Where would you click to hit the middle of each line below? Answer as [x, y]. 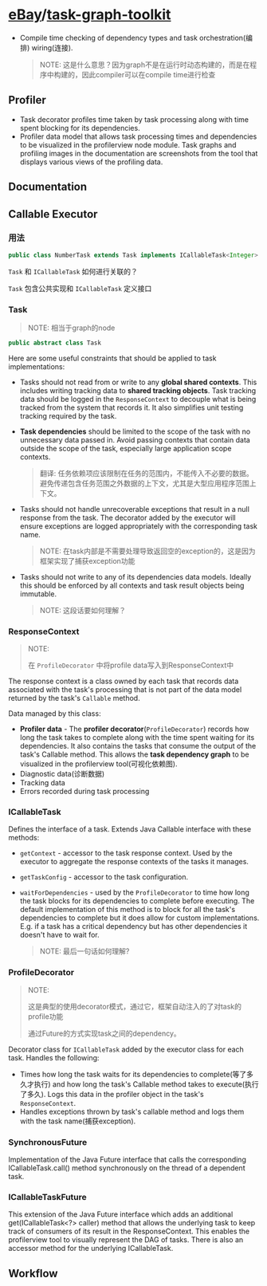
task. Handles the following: [54, 1057]
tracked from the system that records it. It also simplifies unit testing [132, 407]
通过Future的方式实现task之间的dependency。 [104, 1033]
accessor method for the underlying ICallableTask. [91, 1249]
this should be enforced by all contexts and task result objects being [132, 585]
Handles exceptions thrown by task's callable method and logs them [132, 1111]
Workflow [33, 1273]
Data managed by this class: [55, 714]
